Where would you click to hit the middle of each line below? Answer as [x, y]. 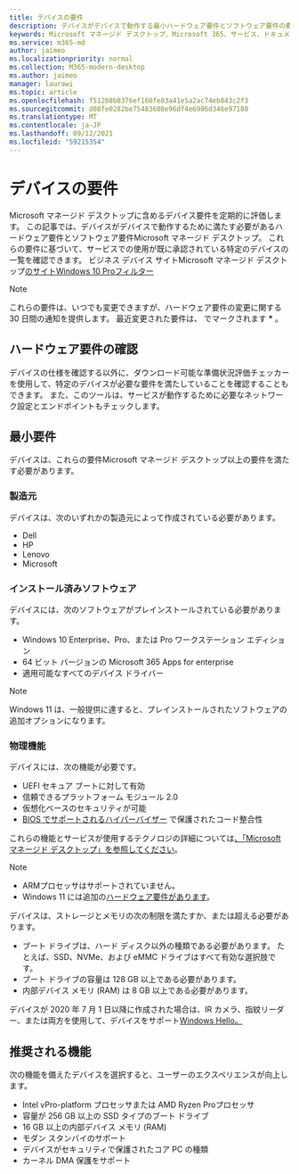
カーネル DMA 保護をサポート [77, 1161]
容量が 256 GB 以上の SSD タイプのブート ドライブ [115, 1116]
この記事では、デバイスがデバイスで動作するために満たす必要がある [151, 226]
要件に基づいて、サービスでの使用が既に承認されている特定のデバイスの [157, 248]
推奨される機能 [50, 1051]
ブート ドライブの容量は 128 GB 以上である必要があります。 [132, 980]
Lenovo [36, 554]
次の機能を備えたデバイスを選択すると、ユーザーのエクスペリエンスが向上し [149, 1075]
